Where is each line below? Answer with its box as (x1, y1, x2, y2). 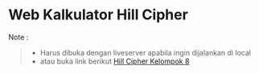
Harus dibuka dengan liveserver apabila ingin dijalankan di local (39, 47, 252, 57)
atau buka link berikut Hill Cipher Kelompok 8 (39, 56, 190, 66)
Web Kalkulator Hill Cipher (8, 6, 189, 24)
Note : (8, 32, 29, 42)
